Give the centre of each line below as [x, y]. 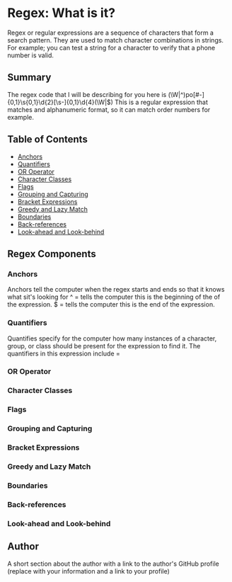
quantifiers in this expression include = [64, 353]
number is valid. [31, 55]
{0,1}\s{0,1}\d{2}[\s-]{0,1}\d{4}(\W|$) [60, 102]
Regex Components [52, 254]
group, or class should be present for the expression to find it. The [104, 346]
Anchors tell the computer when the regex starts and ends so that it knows [116, 290]
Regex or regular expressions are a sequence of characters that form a [111, 33]
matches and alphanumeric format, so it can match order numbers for [109, 109]
